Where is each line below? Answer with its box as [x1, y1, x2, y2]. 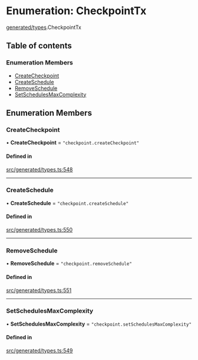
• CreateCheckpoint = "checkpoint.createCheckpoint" [6, 139, 140, 146]
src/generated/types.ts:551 [6, 287, 72, 294]
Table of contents [6, 41, 72, 51]
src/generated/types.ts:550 [6, 226, 73, 233]
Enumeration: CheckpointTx [6, 4, 147, 18]
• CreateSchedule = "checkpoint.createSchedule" [6, 199, 129, 206]
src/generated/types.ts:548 [6, 166, 73, 173]
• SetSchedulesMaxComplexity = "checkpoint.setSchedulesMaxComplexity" [6, 320, 192, 327]
